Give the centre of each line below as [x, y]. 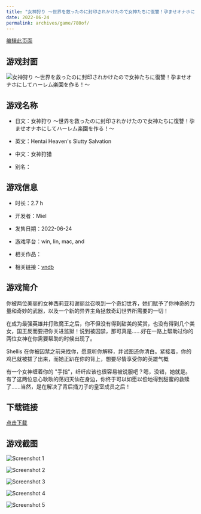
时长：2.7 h [29, 203]
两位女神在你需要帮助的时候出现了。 [51, 338]
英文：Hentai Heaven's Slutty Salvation [63, 141]
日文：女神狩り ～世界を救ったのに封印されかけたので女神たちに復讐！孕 [105, 121]
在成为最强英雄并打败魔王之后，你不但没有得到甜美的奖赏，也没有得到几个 [98, 323]
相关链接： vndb [34, 267]
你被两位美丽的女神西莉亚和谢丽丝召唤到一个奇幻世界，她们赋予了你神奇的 [98, 303]
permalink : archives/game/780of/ [48, 23]
